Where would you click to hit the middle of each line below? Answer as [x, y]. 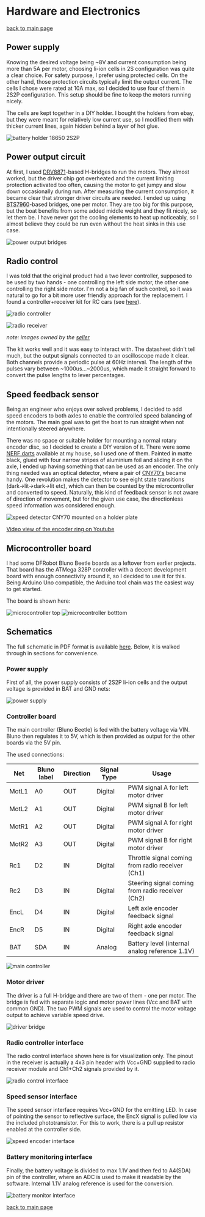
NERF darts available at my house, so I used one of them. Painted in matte [99, 454]
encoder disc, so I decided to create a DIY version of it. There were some [98, 447]
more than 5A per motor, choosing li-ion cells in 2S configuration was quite [100, 68]
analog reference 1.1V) [161, 951]
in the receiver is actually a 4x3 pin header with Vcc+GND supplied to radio [101, 1062]
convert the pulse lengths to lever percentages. [66, 375]
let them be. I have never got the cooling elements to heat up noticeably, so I [103, 217]
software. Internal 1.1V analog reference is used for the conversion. [90, 1183]
